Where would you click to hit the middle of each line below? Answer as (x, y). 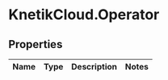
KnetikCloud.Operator (84, 15)
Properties (36, 44)
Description (94, 67)
